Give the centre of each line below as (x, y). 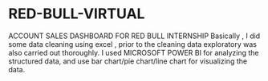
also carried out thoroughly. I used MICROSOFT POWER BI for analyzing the (134, 52)
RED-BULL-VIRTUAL (77, 14)
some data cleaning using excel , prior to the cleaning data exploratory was (132, 44)
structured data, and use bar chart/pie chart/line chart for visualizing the (128, 61)
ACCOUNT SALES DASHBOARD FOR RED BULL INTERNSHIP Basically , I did (134, 36)
